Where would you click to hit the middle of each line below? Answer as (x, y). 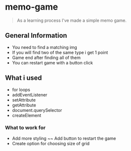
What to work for (25, 128)
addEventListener (30, 95)
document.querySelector (37, 110)
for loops (21, 90)
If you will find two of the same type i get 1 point (60, 52)
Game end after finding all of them (46, 58)
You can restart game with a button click (52, 62)
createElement (26, 115)
